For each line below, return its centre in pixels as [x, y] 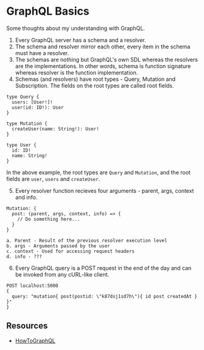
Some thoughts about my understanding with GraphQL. [76, 28]
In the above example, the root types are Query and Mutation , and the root [98, 172]
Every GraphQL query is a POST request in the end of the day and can [103, 268]
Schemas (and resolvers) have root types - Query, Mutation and [95, 79]
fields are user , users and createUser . [53, 179]
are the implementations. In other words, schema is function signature [103, 66]
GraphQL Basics [48, 11]
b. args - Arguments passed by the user [58, 246]
